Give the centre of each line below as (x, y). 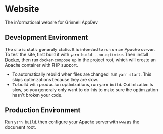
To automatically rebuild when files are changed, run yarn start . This (82, 74)
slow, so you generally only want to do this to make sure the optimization (85, 90)
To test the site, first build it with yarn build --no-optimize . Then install (77, 54)
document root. (20, 127)
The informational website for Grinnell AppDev (52, 22)
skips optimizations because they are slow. (55, 79)
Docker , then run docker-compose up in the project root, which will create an (80, 60)
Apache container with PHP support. (42, 65)
